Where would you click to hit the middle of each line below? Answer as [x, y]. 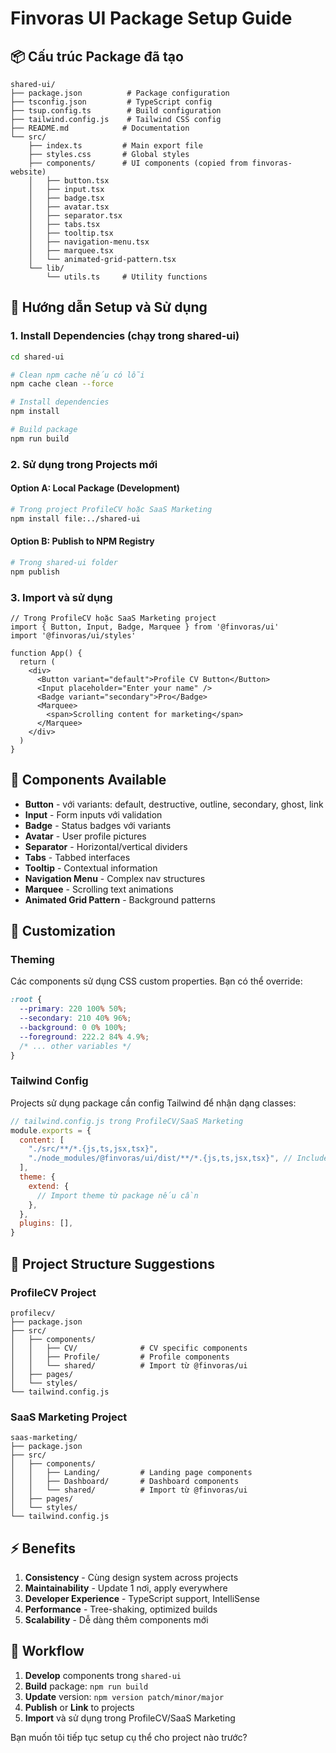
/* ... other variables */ [75, 1046]
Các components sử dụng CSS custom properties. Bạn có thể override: [156, 981]
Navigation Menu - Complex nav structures [115, 878]
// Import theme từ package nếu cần [117, 1195]
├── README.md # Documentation [100, 128]
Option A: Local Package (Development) [95, 488]
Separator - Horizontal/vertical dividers [106, 846]
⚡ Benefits [43, 1548]
